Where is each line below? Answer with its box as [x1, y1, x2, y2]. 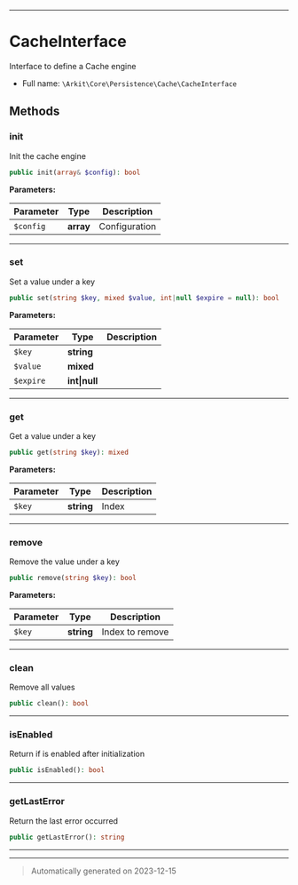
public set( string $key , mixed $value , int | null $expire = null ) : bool [9, 293, 280, 302]
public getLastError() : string [9, 833, 125, 841]
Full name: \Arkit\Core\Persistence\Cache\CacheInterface [21, 77, 238, 89]
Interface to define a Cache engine [9, 60, 137, 71]
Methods [9, 104, 60, 119]
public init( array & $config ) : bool [9, 168, 141, 177]
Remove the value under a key [9, 556, 120, 567]
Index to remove [101, 626, 169, 638]
